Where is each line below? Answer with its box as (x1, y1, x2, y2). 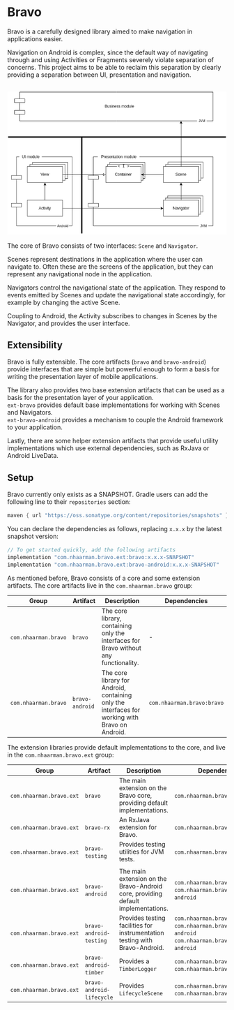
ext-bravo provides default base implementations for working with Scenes (7, 401, 221, 409)
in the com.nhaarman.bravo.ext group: (7, 751, 114, 759)
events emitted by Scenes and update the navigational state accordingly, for (7, 290, 226, 299)
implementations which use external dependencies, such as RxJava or (7, 444, 210, 452)
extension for (118, 823, 157, 831)
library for (101, 676, 130, 684)
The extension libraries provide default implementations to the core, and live (7, 743, 226, 752)
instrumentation (118, 929, 164, 937)
